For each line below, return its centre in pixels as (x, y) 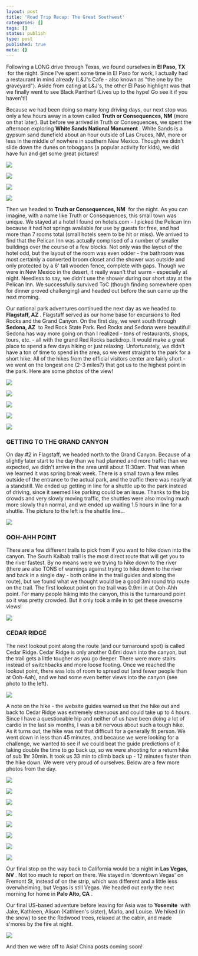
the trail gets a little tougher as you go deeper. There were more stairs (91, 658)
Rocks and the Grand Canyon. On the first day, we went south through (91, 321)
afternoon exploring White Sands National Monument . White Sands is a (94, 128)
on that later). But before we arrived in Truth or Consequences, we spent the (99, 122)
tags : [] (17, 28)
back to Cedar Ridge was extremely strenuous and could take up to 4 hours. (99, 712)
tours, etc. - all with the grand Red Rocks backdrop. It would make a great (95, 339)
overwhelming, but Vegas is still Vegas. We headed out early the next (90, 887)
